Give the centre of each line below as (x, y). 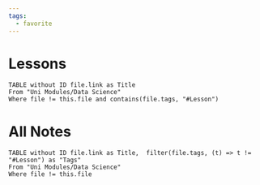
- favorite (34, 24)
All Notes (40, 131)
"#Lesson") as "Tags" (45, 160)
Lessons (38, 64)
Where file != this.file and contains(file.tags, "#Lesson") (114, 99)
